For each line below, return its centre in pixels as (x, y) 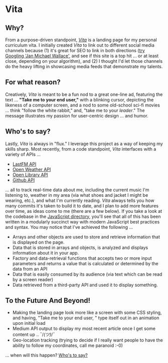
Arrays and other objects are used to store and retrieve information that (86, 236)
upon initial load (29, 323)
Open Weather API (32, 169)
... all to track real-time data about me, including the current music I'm (77, 190)
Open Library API (30, 175)
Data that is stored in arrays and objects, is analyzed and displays (80, 248)
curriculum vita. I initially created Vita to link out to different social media (80, 45)
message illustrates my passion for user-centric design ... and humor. (77, 115)
